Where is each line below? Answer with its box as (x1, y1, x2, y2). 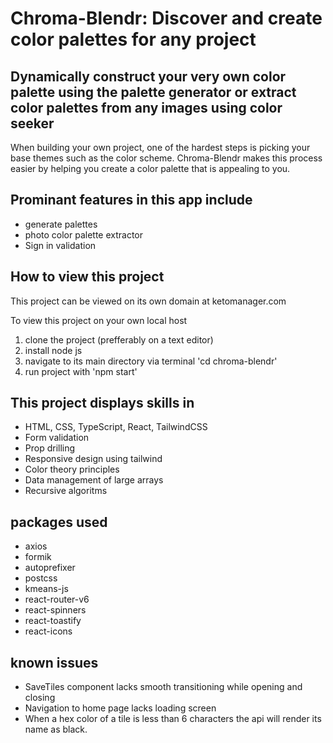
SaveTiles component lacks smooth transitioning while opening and (24, 681, 303, 693)
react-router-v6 (24, 593, 90, 606)
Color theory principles (24, 463, 120, 476)
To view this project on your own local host (10, 314, 188, 326)
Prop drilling (24, 442, 76, 454)
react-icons (24, 625, 73, 637)
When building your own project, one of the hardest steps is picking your (10, 142, 311, 153)
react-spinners (24, 604, 87, 616)
